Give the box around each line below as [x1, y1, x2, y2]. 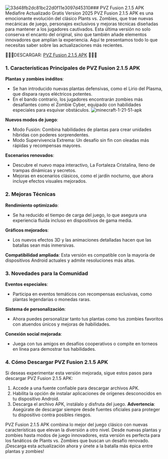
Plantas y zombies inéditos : [5, 76, 64, 82]
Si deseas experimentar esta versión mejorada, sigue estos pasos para [5, 370, 152, 376]
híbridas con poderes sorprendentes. [12, 132, 90, 138]
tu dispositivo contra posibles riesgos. [12, 412, 92, 418]
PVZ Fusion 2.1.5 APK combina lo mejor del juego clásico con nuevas [5, 422, 148, 428]
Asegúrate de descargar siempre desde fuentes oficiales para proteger [12, 407, 160, 413]
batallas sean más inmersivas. [12, 242, 75, 248]
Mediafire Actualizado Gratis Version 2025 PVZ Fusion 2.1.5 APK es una [5, 10, 153, 16]
